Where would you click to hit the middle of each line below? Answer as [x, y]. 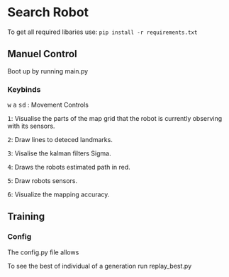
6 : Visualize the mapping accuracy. [58, 194]
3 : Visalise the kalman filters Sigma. [59, 153]
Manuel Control [42, 54]
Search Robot [48, 12]
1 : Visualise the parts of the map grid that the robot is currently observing [115, 119]
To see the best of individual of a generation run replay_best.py [100, 266]
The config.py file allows [43, 252]
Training [26, 217]
